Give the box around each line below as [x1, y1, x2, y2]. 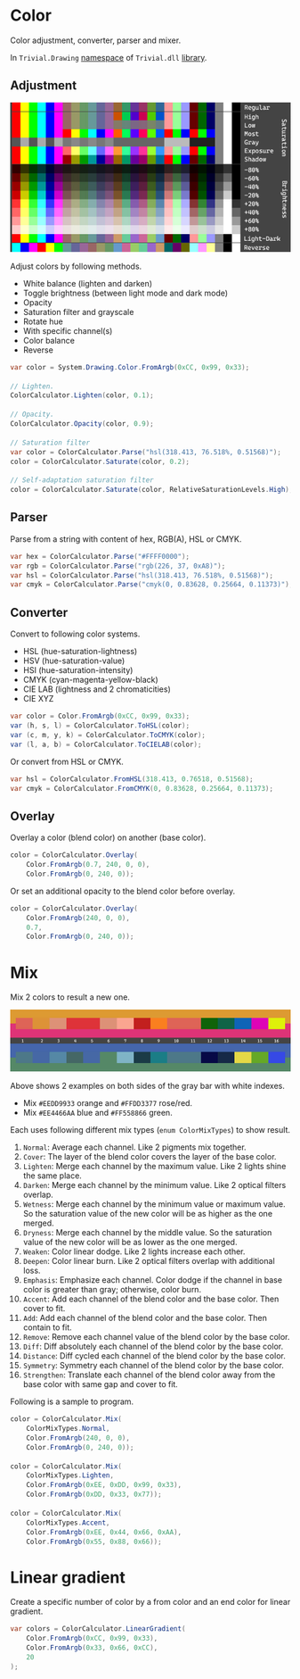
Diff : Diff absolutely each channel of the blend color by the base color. [22, 1341, 284, 1352]
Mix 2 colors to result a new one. [10, 992, 130, 1002]
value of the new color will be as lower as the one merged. [22, 1237, 238, 1248]
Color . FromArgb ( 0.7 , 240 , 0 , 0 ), [26, 860, 150, 869]
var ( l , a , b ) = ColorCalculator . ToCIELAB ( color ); [10, 740, 202, 749]
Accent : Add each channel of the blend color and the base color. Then [22, 1293, 280, 1304]
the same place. [22, 1170, 83, 1181]
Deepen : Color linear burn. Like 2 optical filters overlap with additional [22, 1256, 275, 1267]
